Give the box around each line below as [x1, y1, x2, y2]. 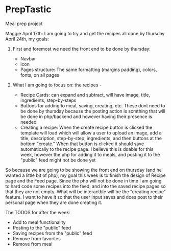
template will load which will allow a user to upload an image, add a [20, 129, 162, 136]
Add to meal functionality [12, 219, 66, 225]
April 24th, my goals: [5, 36, 50, 42]
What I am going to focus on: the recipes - [12, 82, 102, 88]
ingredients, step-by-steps [20, 97, 77, 103]
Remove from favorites [12, 235, 61, 241]
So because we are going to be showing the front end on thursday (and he [5, 167, 162, 173]
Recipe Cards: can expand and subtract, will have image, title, [20, 92, 151, 98]
